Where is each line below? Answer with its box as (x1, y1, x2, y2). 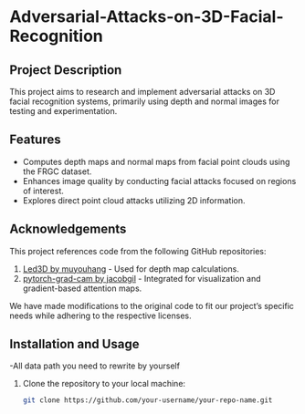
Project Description (9, 62, 122, 78)
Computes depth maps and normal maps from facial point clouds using (22, 156, 290, 167)
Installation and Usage (9, 336, 140, 352)
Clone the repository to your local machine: (22, 378, 185, 389)
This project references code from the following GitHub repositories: (9, 245, 267, 256)
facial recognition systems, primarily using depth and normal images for (9, 96, 280, 107)
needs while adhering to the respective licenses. (9, 310, 192, 321)
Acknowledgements (9, 222, 127, 237)
